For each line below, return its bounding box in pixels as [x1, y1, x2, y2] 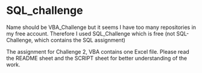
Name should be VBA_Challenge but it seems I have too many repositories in [6, 24, 197, 31]
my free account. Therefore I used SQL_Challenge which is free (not [6, 30, 175, 37]
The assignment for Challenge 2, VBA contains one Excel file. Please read [6, 48, 190, 55]
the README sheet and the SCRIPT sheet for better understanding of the [6, 54, 188, 62]
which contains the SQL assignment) [34, 36, 125, 43]
